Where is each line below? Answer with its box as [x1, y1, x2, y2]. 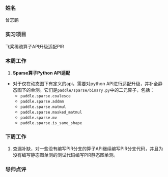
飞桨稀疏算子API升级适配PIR [5, 43, 65, 49]
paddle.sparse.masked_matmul [20, 110, 82, 115]
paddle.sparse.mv [20, 115, 58, 120]
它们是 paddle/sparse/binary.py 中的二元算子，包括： [44, 87, 155, 93]
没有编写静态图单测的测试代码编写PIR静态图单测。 [12, 152, 118, 158]
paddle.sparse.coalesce [20, 93, 71, 98]
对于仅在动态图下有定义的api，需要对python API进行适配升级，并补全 [12, 80, 158, 87]
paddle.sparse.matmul [20, 104, 66, 110]
